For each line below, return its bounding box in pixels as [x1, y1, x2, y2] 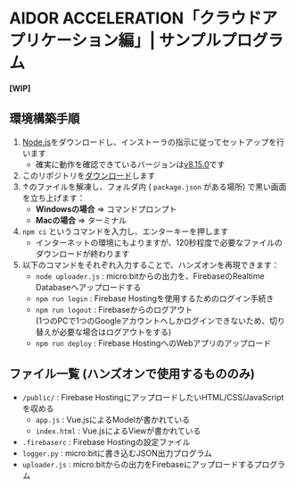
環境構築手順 [9, 111, 80, 126]
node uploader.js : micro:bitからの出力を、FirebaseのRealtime [35, 270, 265, 282]
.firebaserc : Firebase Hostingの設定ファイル [21, 436, 191, 447]
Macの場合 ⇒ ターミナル [35, 215, 127, 225]
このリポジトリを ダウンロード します [21, 170, 156, 181]
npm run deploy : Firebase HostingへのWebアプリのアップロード [35, 337, 272, 349]
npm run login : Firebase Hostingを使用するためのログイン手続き [35, 292, 275, 304]
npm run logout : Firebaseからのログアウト [35, 304, 193, 315]
